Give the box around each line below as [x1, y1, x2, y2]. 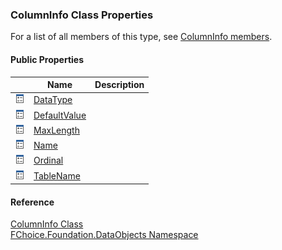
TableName [33, 169, 81, 182]
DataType [33, 94, 73, 106]
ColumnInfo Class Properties [10, 8, 154, 22]
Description [94, 79, 145, 90]
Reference [10, 196, 55, 208]
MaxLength [33, 124, 80, 136]
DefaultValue [33, 109, 87, 121]
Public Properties [10, 53, 85, 65]
